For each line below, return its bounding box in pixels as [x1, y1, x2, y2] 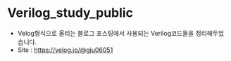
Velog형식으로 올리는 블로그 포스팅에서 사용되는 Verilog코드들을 [17, 29, 194, 37]
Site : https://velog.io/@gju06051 [17, 46, 113, 54]
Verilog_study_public [7, 5, 134, 21]
